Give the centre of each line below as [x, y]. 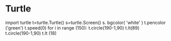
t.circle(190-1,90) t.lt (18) [31, 33]
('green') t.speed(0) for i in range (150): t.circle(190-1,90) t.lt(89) [73, 27]
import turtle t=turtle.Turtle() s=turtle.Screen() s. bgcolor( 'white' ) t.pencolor [85, 22]
